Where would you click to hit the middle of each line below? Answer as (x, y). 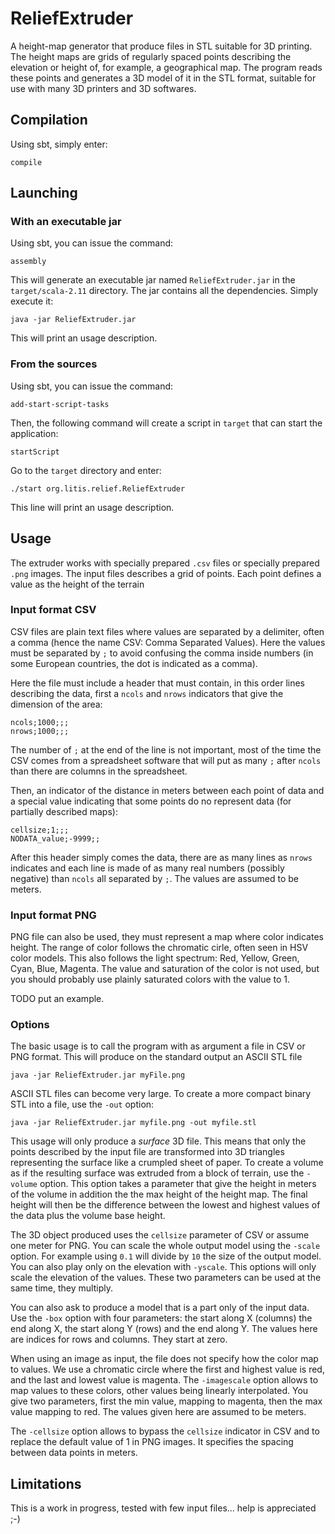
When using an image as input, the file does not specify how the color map (164, 1359)
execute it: (32, 301)
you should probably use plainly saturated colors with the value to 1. (150, 979)
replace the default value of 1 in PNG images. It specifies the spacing (152, 1442)
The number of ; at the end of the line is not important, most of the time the (166, 749)
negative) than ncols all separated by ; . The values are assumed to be (154, 878)
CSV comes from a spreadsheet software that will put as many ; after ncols (166, 760)
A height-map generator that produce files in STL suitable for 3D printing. (161, 46)
